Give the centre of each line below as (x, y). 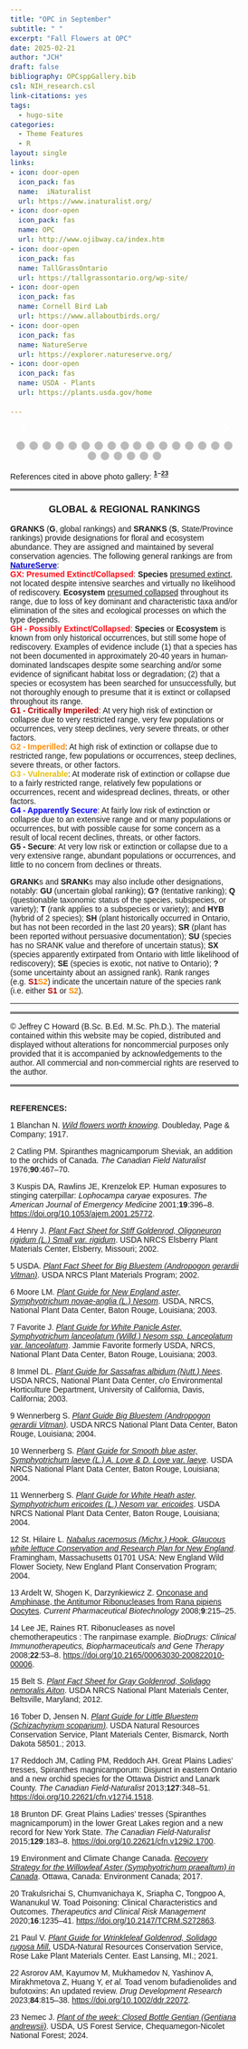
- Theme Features (51, 134)
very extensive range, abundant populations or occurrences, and (123, 855)
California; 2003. (39, 1399)
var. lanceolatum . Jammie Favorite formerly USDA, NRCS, (113, 1345)
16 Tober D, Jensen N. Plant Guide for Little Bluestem (105, 1716)
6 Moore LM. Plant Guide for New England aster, (95, 1292)
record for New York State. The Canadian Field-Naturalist (110, 1832)
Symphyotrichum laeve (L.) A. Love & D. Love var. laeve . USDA (121, 1460)
